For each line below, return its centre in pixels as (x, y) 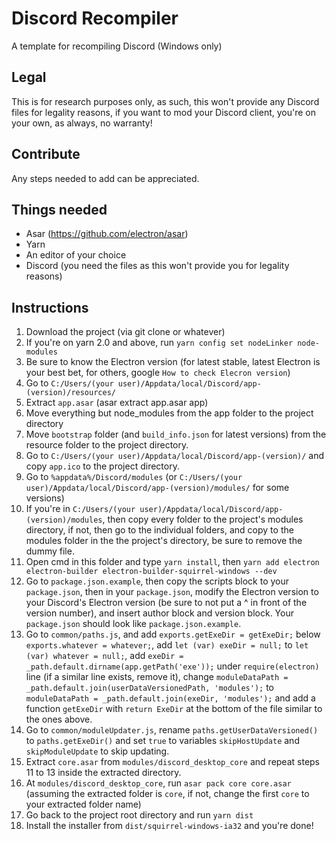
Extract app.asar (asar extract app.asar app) (117, 403)
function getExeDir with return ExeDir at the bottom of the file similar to (174, 709)
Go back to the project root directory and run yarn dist (139, 815)
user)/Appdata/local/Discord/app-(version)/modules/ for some (157, 488)
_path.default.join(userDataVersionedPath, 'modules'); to (149, 688)
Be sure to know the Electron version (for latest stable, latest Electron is (173, 362)
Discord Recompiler (95, 18)
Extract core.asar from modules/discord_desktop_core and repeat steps (173, 762)
